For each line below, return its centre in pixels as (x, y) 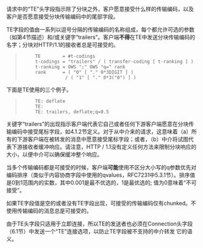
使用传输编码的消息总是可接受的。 (49, 211)
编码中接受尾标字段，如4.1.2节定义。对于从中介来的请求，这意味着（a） (101, 132)
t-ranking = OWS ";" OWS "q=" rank (80, 67)
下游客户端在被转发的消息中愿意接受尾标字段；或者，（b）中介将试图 (103, 139)
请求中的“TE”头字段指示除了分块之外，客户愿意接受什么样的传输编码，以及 (100, 9)
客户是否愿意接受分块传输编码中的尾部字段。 (62, 16)
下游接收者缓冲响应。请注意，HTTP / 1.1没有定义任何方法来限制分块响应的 (104, 147)
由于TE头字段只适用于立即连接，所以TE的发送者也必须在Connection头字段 (100, 224)
